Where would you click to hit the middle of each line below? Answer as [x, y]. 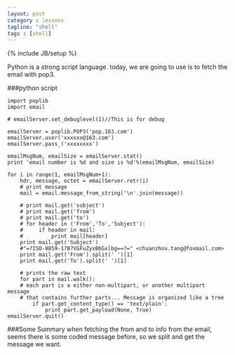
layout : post [26, 14]
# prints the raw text [53, 273]
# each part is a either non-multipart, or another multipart [113, 285]
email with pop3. [31, 75]
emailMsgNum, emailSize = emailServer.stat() [75, 156]
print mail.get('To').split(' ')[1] [74, 261]
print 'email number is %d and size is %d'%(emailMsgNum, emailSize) [111, 162]
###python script [32, 88]
